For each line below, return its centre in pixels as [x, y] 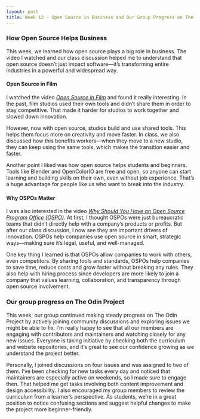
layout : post [22, 12]
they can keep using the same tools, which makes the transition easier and [98, 147]
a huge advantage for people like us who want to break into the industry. [96, 184]
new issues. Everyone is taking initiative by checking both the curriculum [96, 340]
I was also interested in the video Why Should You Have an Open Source [96, 211]
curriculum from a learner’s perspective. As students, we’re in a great [91, 396]
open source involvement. [38, 286]
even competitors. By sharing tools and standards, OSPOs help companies [98, 261]
